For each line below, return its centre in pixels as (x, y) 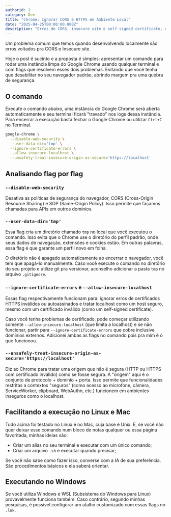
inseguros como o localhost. (35, 396)
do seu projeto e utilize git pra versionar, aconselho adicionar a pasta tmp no (85, 269)
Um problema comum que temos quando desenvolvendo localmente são (81, 43)
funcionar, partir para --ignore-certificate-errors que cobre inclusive (80, 330)
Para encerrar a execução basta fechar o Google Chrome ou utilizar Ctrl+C (84, 119)
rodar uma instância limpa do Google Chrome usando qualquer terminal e (82, 64)
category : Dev (20, 15)
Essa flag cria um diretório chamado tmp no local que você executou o (79, 232)
